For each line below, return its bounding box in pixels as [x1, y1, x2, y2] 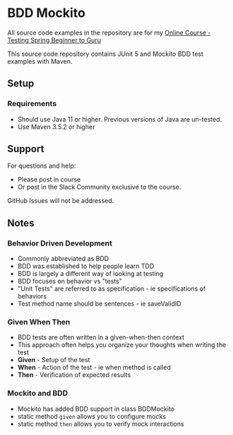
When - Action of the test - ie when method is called [17, 363, 172, 372]
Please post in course [17, 175, 81, 184]
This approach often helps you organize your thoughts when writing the [17, 341, 227, 349]
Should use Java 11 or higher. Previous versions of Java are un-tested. [17, 115, 222, 123]
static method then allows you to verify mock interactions [17, 419, 185, 428]
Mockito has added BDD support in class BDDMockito [17, 405, 175, 413]
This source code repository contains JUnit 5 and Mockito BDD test [7, 50, 203, 58]
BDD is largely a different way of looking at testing [17, 269, 164, 278]
